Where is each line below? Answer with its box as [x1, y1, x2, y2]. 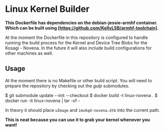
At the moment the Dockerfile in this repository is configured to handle [5, 34, 148, 40]
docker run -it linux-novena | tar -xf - [5, 98, 80, 103]
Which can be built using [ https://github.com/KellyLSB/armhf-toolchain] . [5, 25, 159, 31]
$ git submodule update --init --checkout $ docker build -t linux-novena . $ [5, 92, 158, 98]
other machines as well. [5, 50, 53, 56]
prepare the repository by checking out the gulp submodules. [5, 83, 130, 89]
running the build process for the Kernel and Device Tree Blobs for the [5, 39, 148, 45]
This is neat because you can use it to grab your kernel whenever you [5, 117, 150, 123]
